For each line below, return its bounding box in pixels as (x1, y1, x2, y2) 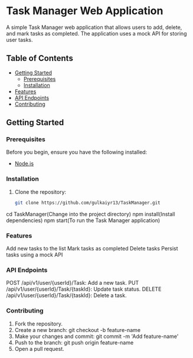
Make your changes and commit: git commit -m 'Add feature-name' (14, 333, 179, 340)
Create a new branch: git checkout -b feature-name (14, 326, 140, 333)
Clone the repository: (14, 188, 67, 196)
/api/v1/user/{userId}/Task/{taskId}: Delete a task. (6, 292, 127, 299)
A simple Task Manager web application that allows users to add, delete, (6, 24, 182, 31)
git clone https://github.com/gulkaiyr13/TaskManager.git (14, 200, 161, 206)
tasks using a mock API (6, 251, 63, 258)
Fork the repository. (14, 320, 63, 327)
